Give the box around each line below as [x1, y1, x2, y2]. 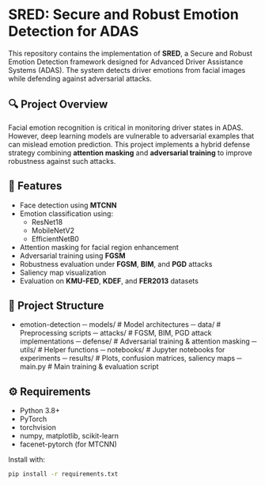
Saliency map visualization [19, 268, 107, 277]
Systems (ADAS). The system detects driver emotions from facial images [8, 65, 246, 74]
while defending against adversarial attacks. [8, 74, 153, 83]
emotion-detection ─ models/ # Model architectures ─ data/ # [19, 320, 221, 329]
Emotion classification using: [19, 208, 113, 218]
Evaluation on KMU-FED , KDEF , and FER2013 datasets [19, 275, 199, 286]
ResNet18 [31, 217, 63, 226]
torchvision [19, 423, 57, 432]
